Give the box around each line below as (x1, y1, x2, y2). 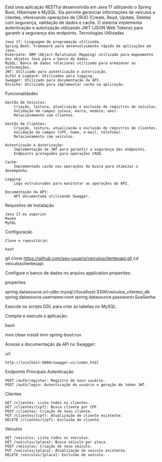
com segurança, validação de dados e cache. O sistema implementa (5, 19, 142, 25)
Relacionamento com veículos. (14, 134, 75, 139)
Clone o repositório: (5, 238, 49, 243)
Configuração (5, 229, 33, 234)
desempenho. (5, 168, 29, 173)
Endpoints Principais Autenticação (5, 369, 74, 374)
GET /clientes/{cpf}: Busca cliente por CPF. (5, 404, 99, 409)
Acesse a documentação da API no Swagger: (5, 341, 96, 347)
